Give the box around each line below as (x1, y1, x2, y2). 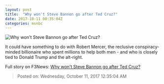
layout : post (5, 7, 32, 12)
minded (5, 49, 21, 55)
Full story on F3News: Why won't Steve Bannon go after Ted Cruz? (5, 64, 141, 70)
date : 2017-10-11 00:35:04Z (5, 16, 63, 21)
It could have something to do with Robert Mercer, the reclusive (5, 44, 134, 50)
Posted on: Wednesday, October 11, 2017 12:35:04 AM (17, 73, 127, 79)
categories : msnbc (5, 21, 43, 26)
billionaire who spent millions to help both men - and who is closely (21, 49, 158, 55)
